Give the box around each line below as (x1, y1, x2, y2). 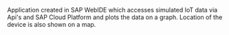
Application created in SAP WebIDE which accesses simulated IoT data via (7, 6, 218, 14)
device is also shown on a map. (7, 21, 96, 28)
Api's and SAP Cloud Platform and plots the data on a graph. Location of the (7, 13, 223, 21)
